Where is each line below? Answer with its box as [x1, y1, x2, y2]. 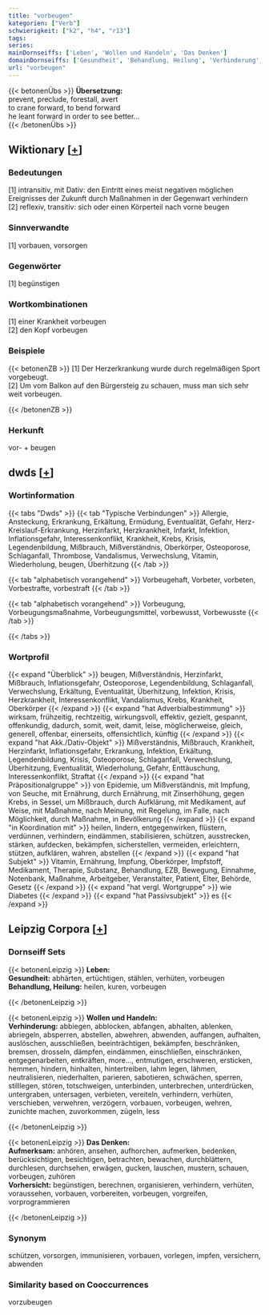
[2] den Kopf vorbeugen [8, 325, 88, 335]
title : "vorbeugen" [8, 11, 74, 20]
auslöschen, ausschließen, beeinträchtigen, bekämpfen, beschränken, [8, 1038, 240, 1048]
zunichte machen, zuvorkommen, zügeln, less [8, 1106, 160, 1116]
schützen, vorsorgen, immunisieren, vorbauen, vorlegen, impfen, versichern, [8, 1250, 261, 1260]
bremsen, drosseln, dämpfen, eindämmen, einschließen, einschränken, [8, 1047, 243, 1056]
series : [8, 42, 34, 50]
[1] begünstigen [8, 279, 60, 288]
